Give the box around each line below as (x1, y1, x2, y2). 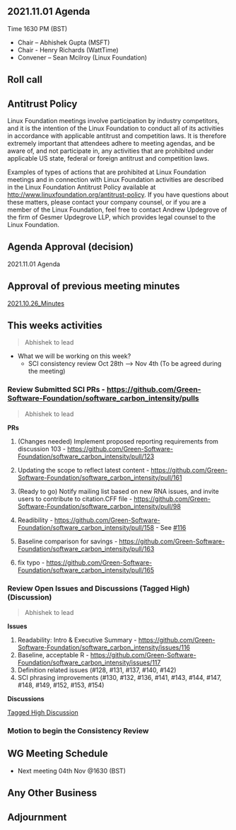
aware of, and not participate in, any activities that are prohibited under (7, 146, 214, 155)
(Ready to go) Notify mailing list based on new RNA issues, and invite (17, 487, 219, 495)
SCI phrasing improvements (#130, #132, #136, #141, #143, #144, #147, (17, 674, 222, 682)
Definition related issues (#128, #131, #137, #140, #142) (17, 666, 177, 674)
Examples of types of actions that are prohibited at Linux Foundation (7, 168, 206, 176)
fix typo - (17, 558, 45, 567)
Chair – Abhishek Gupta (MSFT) (17, 38, 110, 47)
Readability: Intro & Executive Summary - (17, 636, 137, 645)
